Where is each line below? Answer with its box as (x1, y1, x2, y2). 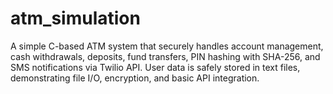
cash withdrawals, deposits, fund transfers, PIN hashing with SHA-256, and (10, 50, 321, 62)
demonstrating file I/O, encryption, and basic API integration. (10, 72, 260, 84)
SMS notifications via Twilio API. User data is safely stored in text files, (10, 61, 301, 73)
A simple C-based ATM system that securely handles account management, (10, 40, 324, 52)
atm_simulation (10, 7, 141, 30)
